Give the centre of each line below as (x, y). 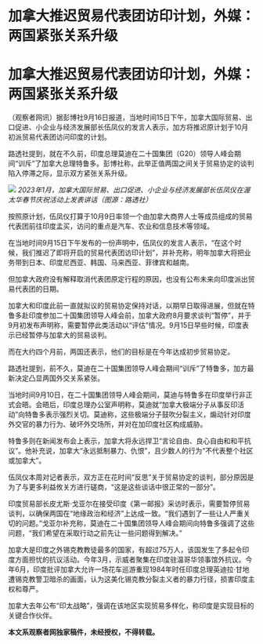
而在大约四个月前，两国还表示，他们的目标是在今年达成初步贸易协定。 (121, 352)
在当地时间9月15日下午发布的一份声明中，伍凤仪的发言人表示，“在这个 (121, 243)
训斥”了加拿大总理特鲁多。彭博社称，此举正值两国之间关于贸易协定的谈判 (136, 164)
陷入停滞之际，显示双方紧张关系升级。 (70, 173)
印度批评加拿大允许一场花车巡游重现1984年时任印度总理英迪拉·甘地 (141, 569)
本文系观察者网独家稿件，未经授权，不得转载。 (83, 632)
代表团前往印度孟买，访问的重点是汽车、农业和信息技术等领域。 (111, 226)
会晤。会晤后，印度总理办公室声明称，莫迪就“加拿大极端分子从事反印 (126, 405)
